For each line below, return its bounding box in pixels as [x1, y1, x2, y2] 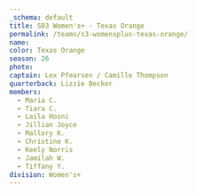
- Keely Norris [17, 145, 74, 154]
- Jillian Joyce [17, 121, 77, 130]
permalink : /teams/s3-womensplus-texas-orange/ [9, 29, 189, 38]
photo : [9, 63, 34, 72]
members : [9, 87, 42, 96]
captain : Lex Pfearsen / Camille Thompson [9, 71, 169, 80]
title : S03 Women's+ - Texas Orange [9, 21, 145, 30]
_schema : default [9, 12, 74, 22]
